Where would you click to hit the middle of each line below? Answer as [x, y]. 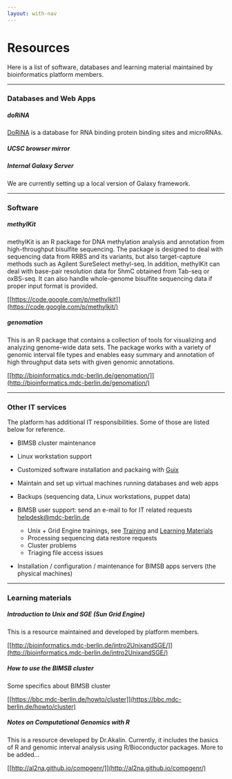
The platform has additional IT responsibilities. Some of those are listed [108, 422]
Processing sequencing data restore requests [92, 538]
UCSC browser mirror [39, 149]
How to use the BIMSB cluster [51, 668]
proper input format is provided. [52, 286]
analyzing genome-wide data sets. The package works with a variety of [109, 347]
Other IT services [37, 407]
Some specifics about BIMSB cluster [59, 686]
